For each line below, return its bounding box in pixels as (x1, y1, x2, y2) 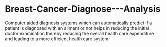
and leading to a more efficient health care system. (5, 36, 110, 42)
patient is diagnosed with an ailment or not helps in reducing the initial (5, 25, 149, 31)
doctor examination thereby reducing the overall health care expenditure (5, 30, 154, 36)
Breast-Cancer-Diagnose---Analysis (5, 3, 161, 15)
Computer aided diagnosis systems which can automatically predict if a (5, 20, 152, 26)
